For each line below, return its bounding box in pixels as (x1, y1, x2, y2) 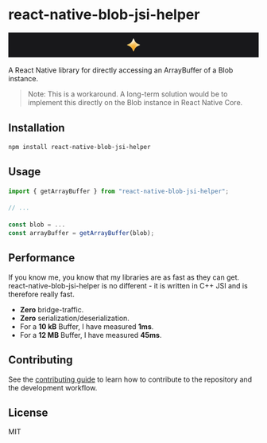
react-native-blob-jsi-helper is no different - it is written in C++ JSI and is (8, 280, 248, 290)
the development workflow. (8, 382, 98, 392)
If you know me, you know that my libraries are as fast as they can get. (8, 272, 240, 282)
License (8, 406, 48, 419)
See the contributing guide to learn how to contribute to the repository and (8, 374, 253, 384)
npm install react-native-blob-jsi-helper (8, 143, 151, 151)
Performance (8, 251, 75, 265)
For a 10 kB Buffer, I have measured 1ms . (19, 321, 154, 331)
